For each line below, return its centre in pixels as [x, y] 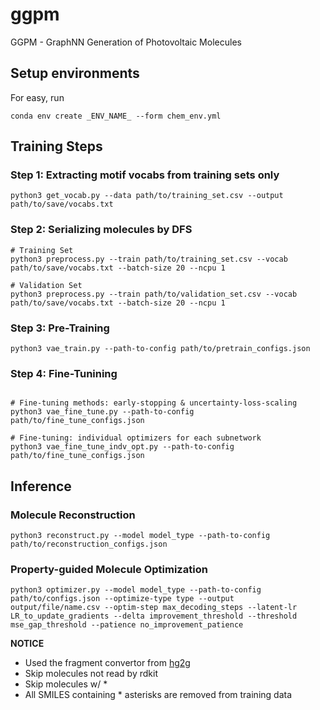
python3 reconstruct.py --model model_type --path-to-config [140, 536]
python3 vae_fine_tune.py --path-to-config [102, 412]
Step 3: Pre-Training [60, 328]
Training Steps [56, 146]
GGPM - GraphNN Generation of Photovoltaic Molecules [126, 42]
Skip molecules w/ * [66, 684]
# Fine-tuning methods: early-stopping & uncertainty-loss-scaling [154, 403]
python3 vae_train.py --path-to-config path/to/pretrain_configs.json [160, 349]
